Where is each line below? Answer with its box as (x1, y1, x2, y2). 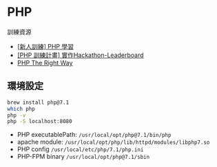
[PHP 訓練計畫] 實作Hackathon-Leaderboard (17, 51, 144, 59)
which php (7, 105, 36, 112)
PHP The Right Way (17, 58, 73, 67)
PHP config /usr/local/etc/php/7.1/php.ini (17, 145, 144, 153)
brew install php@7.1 (7, 99, 70, 106)
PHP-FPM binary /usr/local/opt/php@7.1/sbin (17, 153, 150, 161)
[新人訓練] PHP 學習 (17, 42, 74, 50)
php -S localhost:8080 (7, 118, 72, 125)
